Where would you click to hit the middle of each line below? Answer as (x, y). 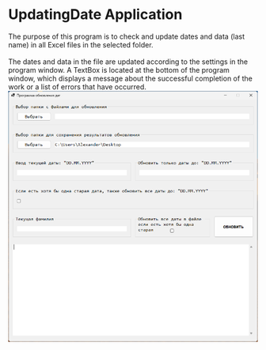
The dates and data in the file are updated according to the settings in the (128, 62)
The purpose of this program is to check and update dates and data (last (127, 36)
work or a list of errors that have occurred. (77, 87)
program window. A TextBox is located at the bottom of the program (119, 70)
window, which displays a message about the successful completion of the (131, 78)
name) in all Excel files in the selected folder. (81, 44)
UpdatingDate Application (95, 15)
